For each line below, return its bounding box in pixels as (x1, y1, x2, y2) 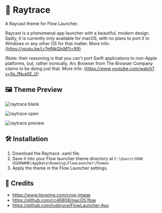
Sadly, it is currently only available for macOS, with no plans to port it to (5, 35, 150, 41)
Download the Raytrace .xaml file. (12, 150, 81, 156)
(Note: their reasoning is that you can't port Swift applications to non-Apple (5, 55, 157, 61)
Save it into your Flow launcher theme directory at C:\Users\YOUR (12, 155, 143, 161)
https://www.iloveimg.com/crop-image (12, 192, 91, 198)
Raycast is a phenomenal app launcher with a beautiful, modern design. (5, 30, 150, 36)
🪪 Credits (5, 179, 34, 188)
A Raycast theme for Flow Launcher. (5, 21, 79, 26)
